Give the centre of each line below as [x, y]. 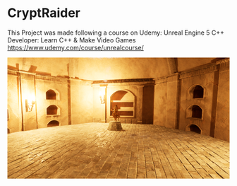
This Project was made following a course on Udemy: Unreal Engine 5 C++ [116, 33]
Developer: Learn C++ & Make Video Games [72, 40]
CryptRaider [44, 13]
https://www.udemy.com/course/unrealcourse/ [76, 47]
